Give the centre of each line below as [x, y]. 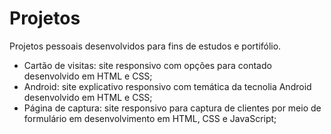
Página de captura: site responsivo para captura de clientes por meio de [172, 108]
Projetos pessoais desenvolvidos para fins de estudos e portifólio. [145, 46]
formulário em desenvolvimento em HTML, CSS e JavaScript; [150, 118]
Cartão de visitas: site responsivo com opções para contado [147, 65]
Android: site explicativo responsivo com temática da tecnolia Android [167, 86]
